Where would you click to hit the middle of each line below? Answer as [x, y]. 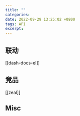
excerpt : [14, 29]
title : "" [16, 10]
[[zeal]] [13, 92]
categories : [18, 15]
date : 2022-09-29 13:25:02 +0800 [40, 19]
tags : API [16, 24]
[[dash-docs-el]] [23, 63]
